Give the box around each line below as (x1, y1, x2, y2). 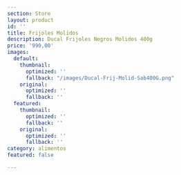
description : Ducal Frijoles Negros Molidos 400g (7, 36, 153, 43)
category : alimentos (7, 145, 67, 152)
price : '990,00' (7, 42, 54, 49)
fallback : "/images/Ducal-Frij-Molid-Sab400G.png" (25, 74, 175, 82)
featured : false (7, 151, 54, 159)
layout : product (7, 17, 54, 24)
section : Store (7, 10, 51, 17)
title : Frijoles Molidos (7, 29, 79, 37)
